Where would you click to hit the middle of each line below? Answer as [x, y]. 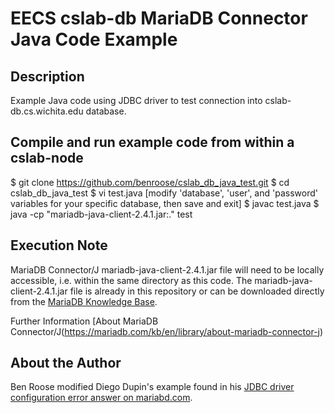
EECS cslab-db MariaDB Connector [159, 18]
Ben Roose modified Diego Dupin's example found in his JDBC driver [152, 387]
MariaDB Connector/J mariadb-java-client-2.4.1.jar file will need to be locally [167, 269]
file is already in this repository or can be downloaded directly [197, 291]
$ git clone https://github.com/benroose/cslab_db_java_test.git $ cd [150, 182]
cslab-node [47, 158]
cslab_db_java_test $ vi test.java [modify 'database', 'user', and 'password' [164, 193]
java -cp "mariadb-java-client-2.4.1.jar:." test [101, 214]
